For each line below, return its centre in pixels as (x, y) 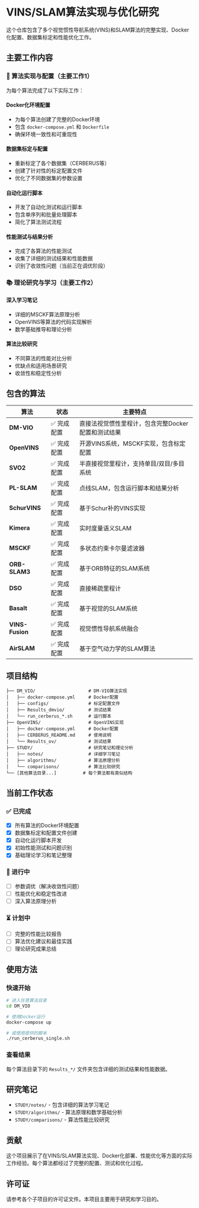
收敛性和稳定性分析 (38, 373)
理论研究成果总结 (36, 949)
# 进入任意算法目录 (27, 1001)
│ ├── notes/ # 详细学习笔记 (63, 754)
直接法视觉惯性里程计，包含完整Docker (134, 423)
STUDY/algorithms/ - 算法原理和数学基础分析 (68, 1112)
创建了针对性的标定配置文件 (49, 171)
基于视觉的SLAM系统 (108, 608)
